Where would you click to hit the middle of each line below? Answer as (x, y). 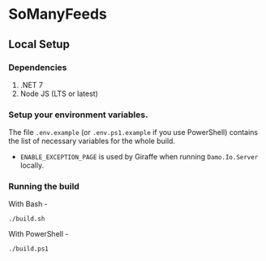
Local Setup (39, 44)
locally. (32, 165)
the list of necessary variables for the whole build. (92, 141)
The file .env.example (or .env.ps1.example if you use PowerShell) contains (133, 133)
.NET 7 (31, 85)
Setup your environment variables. (78, 115)
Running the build (44, 186)
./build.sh (27, 219)
